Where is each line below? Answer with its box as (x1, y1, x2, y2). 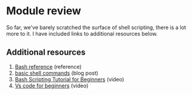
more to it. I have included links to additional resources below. (6, 30, 158, 37)
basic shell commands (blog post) (14, 69, 98, 77)
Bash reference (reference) (14, 63, 82, 70)
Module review (6, 4, 82, 18)
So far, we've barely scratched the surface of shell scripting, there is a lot (6, 24, 187, 31)
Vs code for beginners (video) (14, 82, 89, 89)
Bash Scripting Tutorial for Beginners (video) (14, 75, 125, 83)
